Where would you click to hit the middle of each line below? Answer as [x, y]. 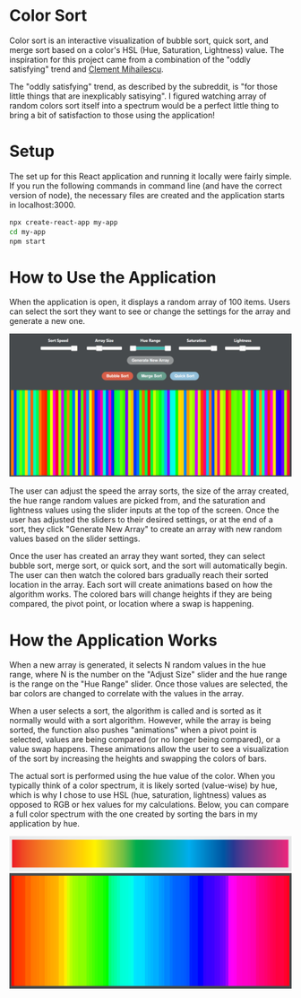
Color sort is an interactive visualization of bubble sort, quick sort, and [139, 40]
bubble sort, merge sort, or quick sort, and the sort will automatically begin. [149, 565]
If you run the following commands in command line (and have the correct [146, 186]
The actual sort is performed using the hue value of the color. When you [142, 776]
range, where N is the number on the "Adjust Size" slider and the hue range [148, 675]
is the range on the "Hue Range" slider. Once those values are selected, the [149, 684]
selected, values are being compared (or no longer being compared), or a [145, 740]
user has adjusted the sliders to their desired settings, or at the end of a [141, 520]
